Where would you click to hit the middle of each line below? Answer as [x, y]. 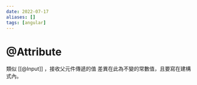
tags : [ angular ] [26, 22]
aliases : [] [21, 17]
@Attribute [34, 52]
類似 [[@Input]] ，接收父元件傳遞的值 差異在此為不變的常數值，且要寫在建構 [98, 69]
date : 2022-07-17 [28, 12]
